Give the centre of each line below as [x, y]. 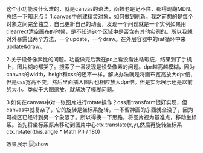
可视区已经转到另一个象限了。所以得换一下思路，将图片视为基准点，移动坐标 [101, 117]
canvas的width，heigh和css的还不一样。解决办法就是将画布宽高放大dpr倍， [101, 74]
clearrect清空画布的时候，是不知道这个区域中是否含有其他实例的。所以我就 [99, 31]
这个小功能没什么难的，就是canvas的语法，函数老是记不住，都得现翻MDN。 [101, 9]
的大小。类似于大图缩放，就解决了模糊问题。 [62, 89]
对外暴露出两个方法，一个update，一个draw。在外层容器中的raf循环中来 [96, 39]
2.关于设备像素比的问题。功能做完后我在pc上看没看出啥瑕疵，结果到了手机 [99, 59]
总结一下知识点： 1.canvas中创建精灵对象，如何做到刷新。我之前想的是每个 [100, 16]
